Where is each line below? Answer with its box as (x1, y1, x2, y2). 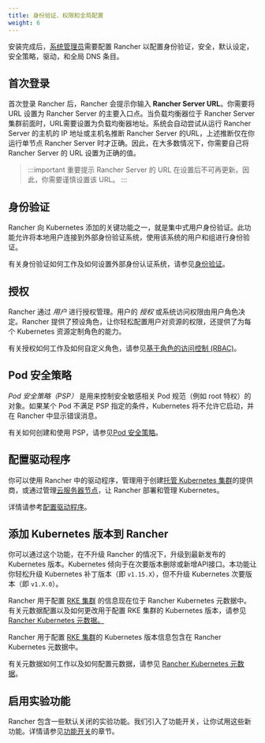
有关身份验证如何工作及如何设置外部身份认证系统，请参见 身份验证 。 (8, 259, 230, 269)
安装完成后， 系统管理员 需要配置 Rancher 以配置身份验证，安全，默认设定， (8, 41, 254, 51)
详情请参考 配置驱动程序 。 (8, 502, 91, 511)
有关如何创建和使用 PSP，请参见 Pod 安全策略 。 (8, 428, 163, 437)
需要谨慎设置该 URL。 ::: (48, 175, 128, 185)
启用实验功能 (8, 694, 71, 708)
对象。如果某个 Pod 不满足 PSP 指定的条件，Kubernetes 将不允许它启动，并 (8, 401, 255, 410)
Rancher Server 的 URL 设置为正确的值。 (8, 148, 140, 158)
